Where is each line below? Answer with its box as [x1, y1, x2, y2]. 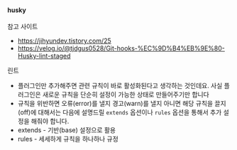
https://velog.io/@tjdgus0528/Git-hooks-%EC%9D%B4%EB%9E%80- [17, 44, 226, 53]
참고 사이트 [7, 22, 38, 31]
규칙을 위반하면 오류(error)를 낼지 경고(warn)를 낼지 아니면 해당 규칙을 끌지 [17, 100, 226, 108]
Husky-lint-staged [17, 52, 71, 60]
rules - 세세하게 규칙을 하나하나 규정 [17, 135, 118, 144]
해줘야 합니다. [31, 117, 70, 126]
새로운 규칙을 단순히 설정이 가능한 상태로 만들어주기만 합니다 [42, 90, 209, 99]
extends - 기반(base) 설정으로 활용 [17, 126, 116, 134]
